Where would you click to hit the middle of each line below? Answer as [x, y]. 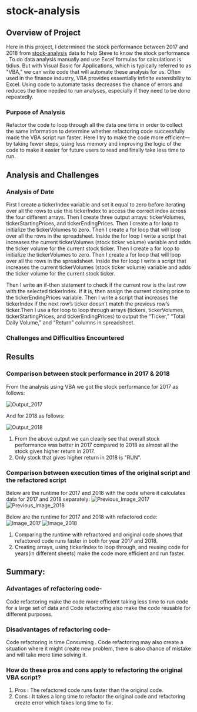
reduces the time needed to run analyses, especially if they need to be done [98, 91]
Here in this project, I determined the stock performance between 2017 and [97, 47]
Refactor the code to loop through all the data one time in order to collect [94, 125]
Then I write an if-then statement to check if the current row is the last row [96, 285]
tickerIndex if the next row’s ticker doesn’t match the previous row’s [88, 303]
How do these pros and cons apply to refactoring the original [95, 670]
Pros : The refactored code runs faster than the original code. [89, 690]
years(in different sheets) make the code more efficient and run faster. [100, 553]
